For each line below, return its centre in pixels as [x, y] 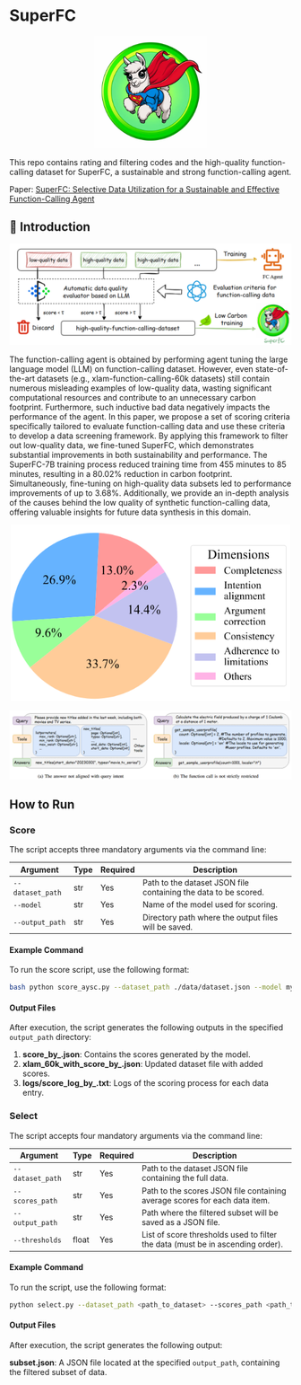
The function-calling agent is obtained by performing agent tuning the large [149, 359]
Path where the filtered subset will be [211, 1213]
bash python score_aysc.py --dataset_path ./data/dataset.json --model [146, 988]
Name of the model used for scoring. [210, 904]
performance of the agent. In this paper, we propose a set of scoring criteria [150, 416]
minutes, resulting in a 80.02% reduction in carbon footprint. [121, 473]
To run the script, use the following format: [88, 1287]
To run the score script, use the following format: [99, 970]
